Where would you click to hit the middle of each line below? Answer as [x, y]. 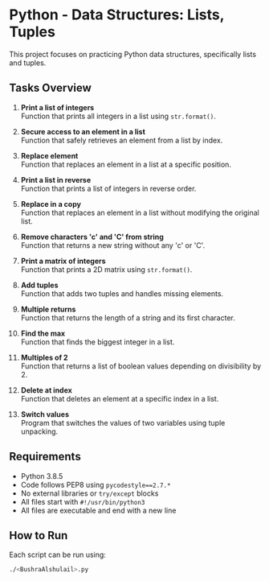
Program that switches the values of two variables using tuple [123, 422]
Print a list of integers [57, 107]
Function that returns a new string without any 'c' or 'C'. [113, 245]
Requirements [45, 457]
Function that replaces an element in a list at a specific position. [126, 164]
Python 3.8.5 [42, 476]
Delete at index [47, 390]
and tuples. [28, 63]
